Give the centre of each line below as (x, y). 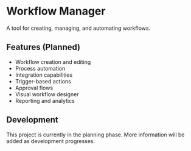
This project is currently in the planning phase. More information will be (95, 135)
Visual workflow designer (47, 94)
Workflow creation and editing (53, 61)
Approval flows (34, 88)
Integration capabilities (44, 75)
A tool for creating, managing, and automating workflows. (78, 28)
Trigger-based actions (43, 81)
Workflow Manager (56, 11)
